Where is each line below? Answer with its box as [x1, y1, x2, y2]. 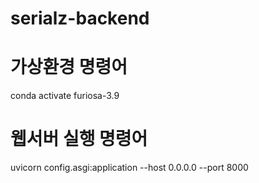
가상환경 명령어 [10, 56, 128, 79]
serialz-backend [10, 7, 150, 30]
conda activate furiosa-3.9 [10, 90, 120, 102]
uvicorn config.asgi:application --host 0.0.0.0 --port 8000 [10, 162, 249, 174]
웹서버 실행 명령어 [10, 128, 148, 151]
